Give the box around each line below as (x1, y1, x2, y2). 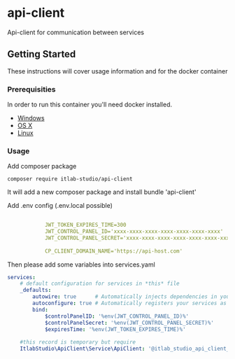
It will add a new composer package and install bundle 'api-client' (7, 188, 197, 197)
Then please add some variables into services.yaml (7, 260, 155, 269)
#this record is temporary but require (20, 339, 136, 346)
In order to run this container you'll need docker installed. (7, 100, 173, 109)
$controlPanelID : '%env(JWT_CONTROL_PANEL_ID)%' (44, 313, 190, 320)
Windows (17, 114, 45, 122)
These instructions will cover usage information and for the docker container (7, 66, 228, 75)
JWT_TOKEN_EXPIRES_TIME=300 (44, 222, 127, 229)
